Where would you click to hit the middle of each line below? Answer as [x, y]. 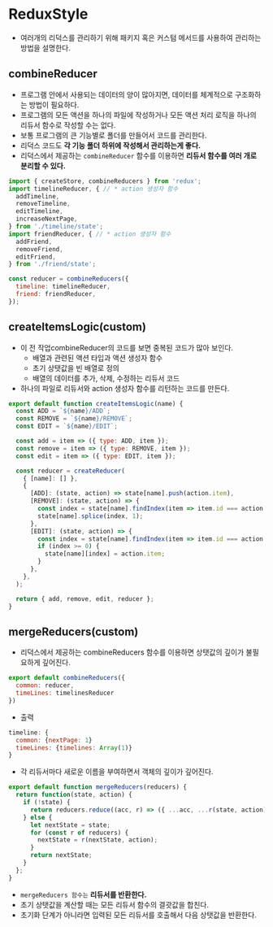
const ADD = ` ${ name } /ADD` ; [63, 411]
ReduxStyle [48, 14]
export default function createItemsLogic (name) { [96, 403]
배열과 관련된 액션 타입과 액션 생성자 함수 [97, 358]
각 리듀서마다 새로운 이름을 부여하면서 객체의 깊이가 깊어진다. [117, 772]
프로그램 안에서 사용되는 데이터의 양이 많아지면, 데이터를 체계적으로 [126, 94]
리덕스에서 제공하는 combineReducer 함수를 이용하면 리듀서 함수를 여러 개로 [139, 155]
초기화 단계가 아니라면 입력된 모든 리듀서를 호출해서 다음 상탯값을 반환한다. [139, 915]
